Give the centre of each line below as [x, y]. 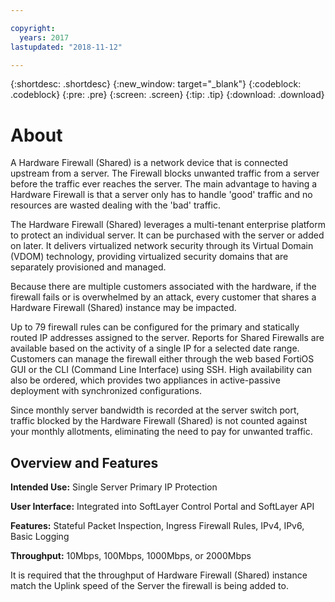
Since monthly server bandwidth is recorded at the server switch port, [155, 410]
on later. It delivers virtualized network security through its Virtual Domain [162, 246]
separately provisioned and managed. [88, 267]
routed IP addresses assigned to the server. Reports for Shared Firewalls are [167, 338]
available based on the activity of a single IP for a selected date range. [155, 348]
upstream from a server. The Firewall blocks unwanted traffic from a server [165, 173]
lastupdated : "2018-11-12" [66, 47]
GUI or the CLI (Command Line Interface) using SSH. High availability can [161, 370]
